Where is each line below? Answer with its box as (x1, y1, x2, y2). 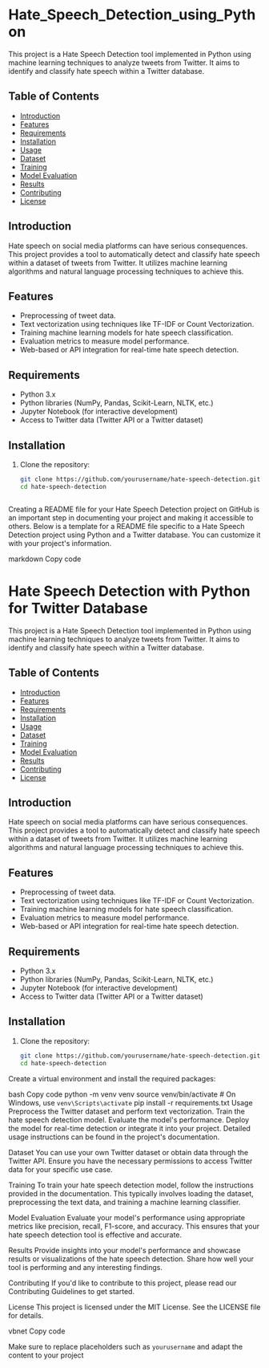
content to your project (8, 1350, 84, 1360)
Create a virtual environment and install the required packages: (8, 1073, 216, 1083)
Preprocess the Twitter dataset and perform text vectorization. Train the (8, 1106, 246, 1116)
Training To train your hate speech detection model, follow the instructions (8, 1180, 254, 1190)
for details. (8, 1310, 44, 1320)
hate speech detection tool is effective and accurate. (8, 1230, 183, 1240)
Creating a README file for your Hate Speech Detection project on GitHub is (8, 504, 260, 514)
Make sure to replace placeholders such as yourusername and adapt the (8, 1342, 243, 1351)
